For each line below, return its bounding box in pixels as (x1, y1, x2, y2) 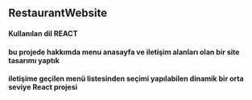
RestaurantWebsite (8, 6, 107, 20)
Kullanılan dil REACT (8, 28, 78, 38)
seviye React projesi (8, 82, 78, 92)
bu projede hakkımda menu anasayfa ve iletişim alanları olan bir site (8, 47, 240, 57)
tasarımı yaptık (8, 55, 60, 65)
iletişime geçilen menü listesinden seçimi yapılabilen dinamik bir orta (8, 74, 244, 83)
